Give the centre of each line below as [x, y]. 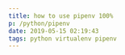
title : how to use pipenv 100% [61, 16]
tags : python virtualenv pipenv [62, 38]
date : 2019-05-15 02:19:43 [54, 31]
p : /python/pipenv [39, 23]
